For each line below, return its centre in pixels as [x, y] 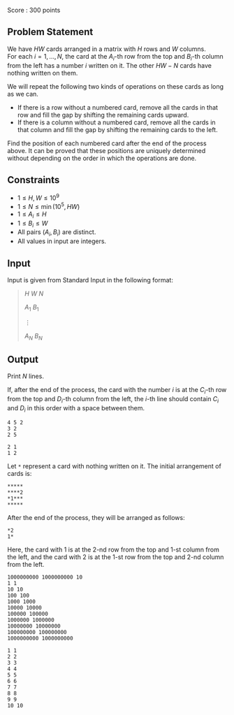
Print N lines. [25, 376]
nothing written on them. [43, 73]
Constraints [34, 180]
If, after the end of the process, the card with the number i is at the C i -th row [117, 391]
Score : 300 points [34, 10]
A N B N [34, 337]
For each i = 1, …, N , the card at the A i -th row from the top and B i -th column [115, 57]
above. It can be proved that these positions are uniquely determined [107, 150]
